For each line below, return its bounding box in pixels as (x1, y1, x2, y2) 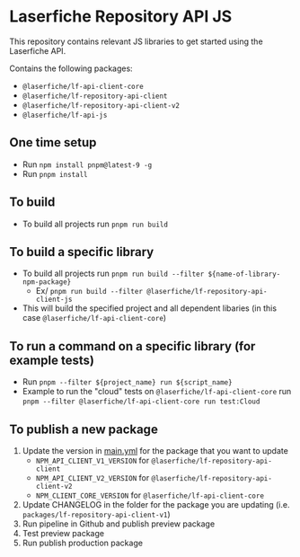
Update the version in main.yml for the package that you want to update (22, 446, 289, 455)
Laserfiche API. (9, 45, 66, 56)
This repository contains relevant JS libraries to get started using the (9, 36, 263, 47)
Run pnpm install (22, 168, 88, 179)
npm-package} (22, 278, 72, 287)
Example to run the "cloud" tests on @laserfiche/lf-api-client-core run (22, 386, 292, 397)
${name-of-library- (207, 270, 281, 279)
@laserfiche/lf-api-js (22, 111, 108, 119)
